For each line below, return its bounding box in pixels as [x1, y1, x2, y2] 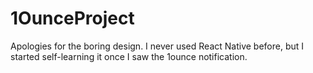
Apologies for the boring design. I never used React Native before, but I [10, 40, 305, 52]
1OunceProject [10, 7, 135, 30]
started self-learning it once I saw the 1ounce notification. [10, 50, 248, 62]
